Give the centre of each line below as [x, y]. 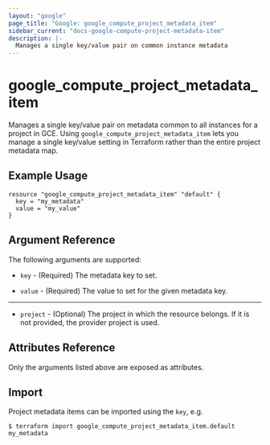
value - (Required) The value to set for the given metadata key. [124, 290]
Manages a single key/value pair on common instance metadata [122, 46]
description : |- [35, 38]
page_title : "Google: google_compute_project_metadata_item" [113, 23]
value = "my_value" [48, 208]
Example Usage [48, 176]
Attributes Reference [62, 348]
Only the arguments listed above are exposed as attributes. [106, 367]
